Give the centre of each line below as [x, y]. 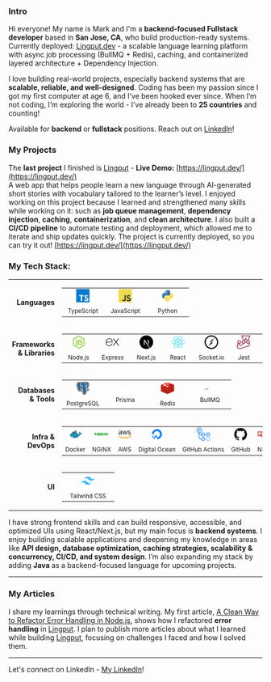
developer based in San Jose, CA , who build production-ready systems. [129, 37]
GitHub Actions [203, 450]
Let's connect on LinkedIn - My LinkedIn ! [76, 669]
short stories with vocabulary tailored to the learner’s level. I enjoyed [122, 193]
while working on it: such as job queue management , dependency [120, 210]
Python [168, 311]
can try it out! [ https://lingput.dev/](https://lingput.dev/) [100, 245]
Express [113, 358]
